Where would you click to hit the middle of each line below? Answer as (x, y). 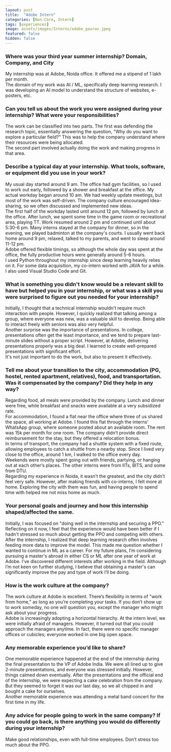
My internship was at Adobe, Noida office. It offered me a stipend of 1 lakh (83, 74)
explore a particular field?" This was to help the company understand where (85, 137)
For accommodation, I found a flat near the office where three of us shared (84, 417)
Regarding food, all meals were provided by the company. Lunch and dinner (85, 400)
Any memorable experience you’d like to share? (66, 647)
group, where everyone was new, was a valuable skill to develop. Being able (85, 319)
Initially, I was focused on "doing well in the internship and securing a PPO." (85, 523)
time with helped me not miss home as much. (53, 493)
